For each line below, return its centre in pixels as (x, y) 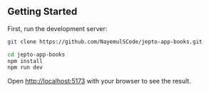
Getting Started (42, 12)
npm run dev (25, 68)
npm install (25, 61)
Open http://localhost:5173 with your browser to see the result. (99, 81)
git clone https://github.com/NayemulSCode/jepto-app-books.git (105, 42)
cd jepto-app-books (36, 54)
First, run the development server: (57, 28)
